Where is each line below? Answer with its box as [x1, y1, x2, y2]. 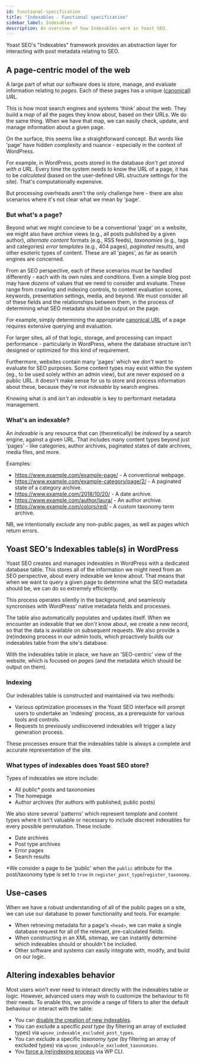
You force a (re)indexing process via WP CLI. [14, 1047, 124, 1055]
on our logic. [14, 953, 46, 960]
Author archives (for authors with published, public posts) [14, 798, 155, 806]
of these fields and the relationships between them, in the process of [6, 299, 174, 306]
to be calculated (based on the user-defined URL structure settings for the [6, 172, 187, 179]
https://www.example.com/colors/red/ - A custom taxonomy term [14, 503, 174, 510]
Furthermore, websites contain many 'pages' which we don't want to [6, 358, 173, 365]
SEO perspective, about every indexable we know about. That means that [6, 573, 185, 580]
